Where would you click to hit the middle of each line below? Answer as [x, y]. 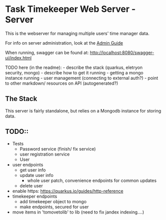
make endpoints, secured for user [54, 207]
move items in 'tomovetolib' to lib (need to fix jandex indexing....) [78, 212]
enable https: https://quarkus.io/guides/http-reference [68, 191]
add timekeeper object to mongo [53, 201]
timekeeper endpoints [35, 196]
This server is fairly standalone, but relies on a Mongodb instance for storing [83, 110]
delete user [31, 186]
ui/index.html [18, 57]
